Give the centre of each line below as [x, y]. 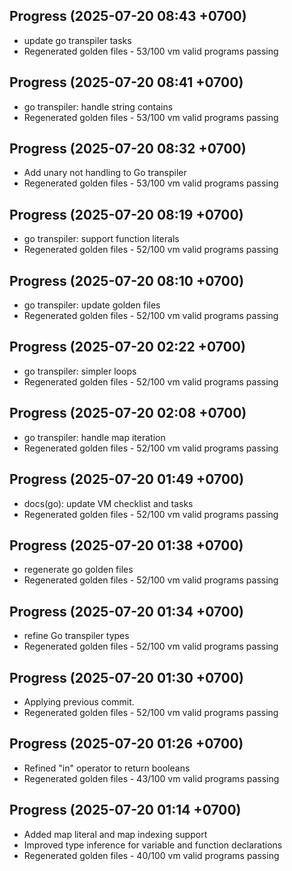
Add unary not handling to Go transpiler [105, 173]
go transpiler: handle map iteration [94, 437]
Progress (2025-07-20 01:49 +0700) [127, 479]
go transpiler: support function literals [101, 239]
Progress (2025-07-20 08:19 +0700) [126, 214]
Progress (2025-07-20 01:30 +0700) [126, 677]
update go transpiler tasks [77, 40]
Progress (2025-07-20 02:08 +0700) [128, 413]
